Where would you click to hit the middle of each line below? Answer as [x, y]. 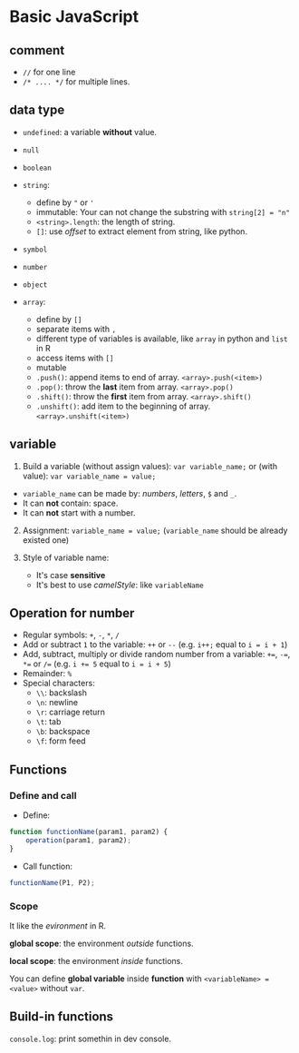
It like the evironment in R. [58, 925]
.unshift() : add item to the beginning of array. [123, 406]
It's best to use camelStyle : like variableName [120, 585]
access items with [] [75, 358]
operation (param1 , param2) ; [78, 841]
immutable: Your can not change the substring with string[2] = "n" [163, 212]
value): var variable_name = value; [89, 476]
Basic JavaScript [74, 17]
